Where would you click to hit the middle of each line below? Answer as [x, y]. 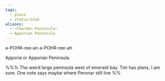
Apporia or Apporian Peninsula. [38, 58]
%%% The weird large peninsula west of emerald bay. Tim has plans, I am [83, 67]
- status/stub [25, 19]
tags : [11, 10]
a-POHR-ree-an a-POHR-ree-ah [39, 48]
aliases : [14, 24]
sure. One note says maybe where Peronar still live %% [63, 73]
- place [18, 15]
